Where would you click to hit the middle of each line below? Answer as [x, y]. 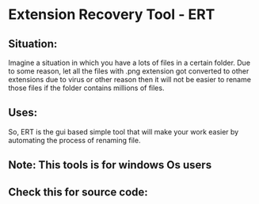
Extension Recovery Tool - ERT [112, 15]
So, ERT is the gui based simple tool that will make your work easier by [124, 131]
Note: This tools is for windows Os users [110, 165]
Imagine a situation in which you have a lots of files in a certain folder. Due [129, 62]
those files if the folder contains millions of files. [86, 88]
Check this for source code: [78, 192]
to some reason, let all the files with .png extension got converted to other [129, 71]
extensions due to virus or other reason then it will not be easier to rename [130, 79]
